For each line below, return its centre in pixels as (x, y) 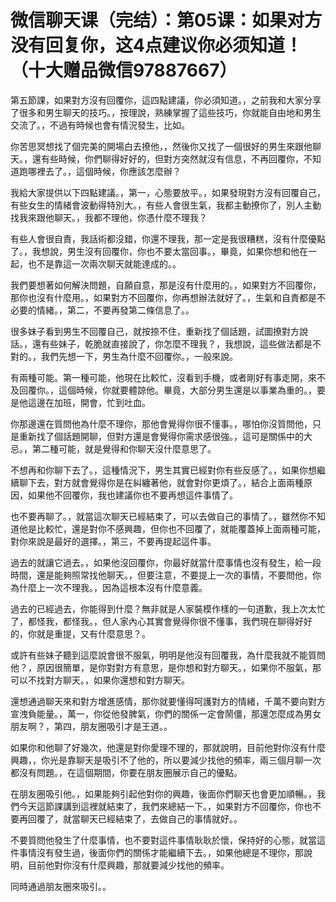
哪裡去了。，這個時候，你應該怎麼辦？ (104, 171)
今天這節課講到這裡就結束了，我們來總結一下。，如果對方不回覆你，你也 (165, 806)
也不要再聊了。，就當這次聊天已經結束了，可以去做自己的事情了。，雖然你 (159, 516)
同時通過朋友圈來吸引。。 (61, 886)
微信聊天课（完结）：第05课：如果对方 (166, 20)
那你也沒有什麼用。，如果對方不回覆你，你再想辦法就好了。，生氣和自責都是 (163, 297)
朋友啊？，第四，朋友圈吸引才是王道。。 (91, 726)
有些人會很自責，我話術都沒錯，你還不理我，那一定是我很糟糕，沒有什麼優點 (168, 238)
